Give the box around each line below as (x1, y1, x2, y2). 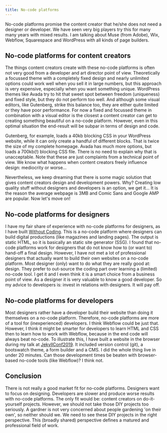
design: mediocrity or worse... (5, 164, 67, 170)
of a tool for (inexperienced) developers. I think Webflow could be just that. (5, 320, 160, 326)
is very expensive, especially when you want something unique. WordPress (5, 86, 160, 92)
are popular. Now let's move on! (5, 195, 71, 201)
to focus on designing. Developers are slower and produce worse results (5, 390, 155, 396)
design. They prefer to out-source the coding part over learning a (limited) (5, 266, 158, 272)
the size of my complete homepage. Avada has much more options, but (5, 143, 152, 149)
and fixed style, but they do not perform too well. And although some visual (5, 96, 160, 102)
